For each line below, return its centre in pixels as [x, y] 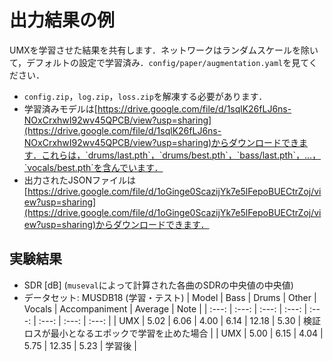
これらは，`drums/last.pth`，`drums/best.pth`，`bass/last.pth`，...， [181, 155]
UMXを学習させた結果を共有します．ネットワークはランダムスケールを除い [164, 50]
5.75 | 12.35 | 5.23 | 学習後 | [80, 345]
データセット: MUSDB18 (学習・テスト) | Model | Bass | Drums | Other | [170, 297]
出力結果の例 [62, 20]
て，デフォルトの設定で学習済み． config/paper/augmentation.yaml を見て [159, 62]
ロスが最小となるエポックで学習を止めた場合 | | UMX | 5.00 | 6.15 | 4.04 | [173, 333]
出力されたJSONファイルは [80, 180]
